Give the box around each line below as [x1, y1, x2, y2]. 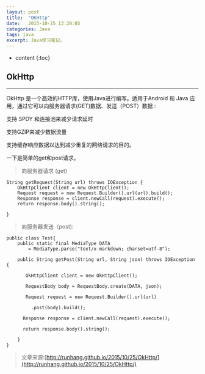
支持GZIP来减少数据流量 [6, 128, 67, 135]
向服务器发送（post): [21, 222, 74, 230]
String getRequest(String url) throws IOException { [6, 179, 143, 185]
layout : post [6, 9, 40, 15]
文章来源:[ [21, 353, 47, 361]
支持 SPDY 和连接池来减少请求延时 [6, 115, 93, 122]
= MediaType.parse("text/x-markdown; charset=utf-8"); [28, 246, 171, 252]
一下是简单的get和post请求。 [6, 154, 79, 161]
